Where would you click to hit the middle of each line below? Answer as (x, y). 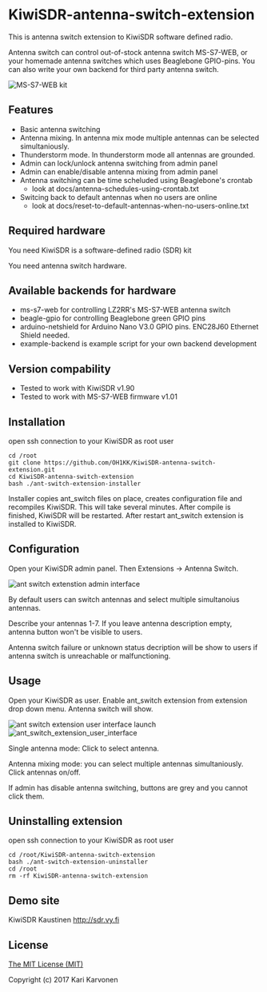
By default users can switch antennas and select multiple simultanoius (124, 599)
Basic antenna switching (60, 129)
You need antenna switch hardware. (68, 265)
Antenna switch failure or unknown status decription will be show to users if (133, 647)
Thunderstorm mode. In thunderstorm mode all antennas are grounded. (137, 154)
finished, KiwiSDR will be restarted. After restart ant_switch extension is (126, 516)
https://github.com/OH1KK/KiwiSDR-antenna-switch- (130, 463)
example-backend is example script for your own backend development (138, 344)
